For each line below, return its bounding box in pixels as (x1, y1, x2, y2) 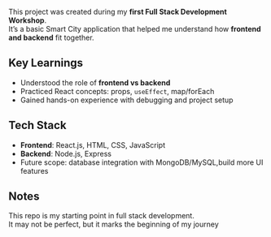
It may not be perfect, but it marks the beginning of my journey (8, 219, 220, 230)
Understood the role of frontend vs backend (20, 77, 171, 88)
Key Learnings (8, 56, 84, 70)
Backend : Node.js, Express (20, 149, 112, 158)
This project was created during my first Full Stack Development (8, 7, 228, 16)
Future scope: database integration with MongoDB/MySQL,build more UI (20, 157, 264, 167)
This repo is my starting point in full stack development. (8, 211, 195, 221)
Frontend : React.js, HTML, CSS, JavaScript (20, 140, 165, 149)
